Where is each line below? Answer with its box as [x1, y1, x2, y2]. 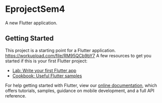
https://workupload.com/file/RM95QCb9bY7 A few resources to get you [5, 52, 152, 58]
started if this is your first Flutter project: [5, 58, 88, 64]
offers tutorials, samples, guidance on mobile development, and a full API [5, 88, 155, 94]
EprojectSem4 [5, 3, 65, 15]
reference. [5, 93, 26, 99]
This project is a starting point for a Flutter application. [5, 47, 116, 53]
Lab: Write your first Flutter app [12, 67, 77, 73]
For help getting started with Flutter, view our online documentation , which [5, 82, 158, 88]
